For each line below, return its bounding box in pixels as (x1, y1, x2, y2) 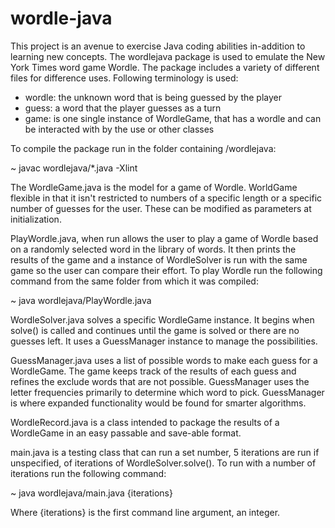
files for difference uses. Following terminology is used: (10, 72, 239, 84)
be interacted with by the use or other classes (24, 123, 215, 135)
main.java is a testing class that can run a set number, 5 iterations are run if (10, 446, 320, 458)
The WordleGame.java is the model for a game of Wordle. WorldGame (10, 181, 298, 193)
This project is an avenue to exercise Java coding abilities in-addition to (10, 40, 306, 52)
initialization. (10, 213, 62, 225)
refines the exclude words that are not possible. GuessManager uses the (10, 375, 310, 387)
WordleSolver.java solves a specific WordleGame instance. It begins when (10, 313, 315, 326)
